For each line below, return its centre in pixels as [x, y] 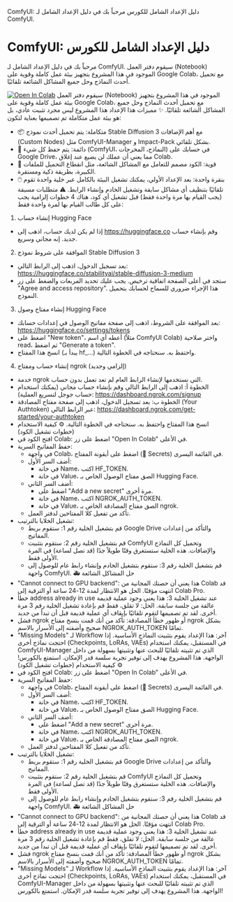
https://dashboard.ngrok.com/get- [146, 409]
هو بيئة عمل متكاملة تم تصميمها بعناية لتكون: [65, 117]
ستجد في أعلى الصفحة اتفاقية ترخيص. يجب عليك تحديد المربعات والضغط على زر [122, 280]
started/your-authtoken [51, 416]
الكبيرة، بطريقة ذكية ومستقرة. [57, 171]
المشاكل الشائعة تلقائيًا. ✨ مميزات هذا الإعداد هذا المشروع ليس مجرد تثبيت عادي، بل [116, 110]
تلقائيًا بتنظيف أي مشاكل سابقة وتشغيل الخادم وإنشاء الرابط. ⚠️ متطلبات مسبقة [120, 189]
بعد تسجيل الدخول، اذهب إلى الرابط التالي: [73, 266]
